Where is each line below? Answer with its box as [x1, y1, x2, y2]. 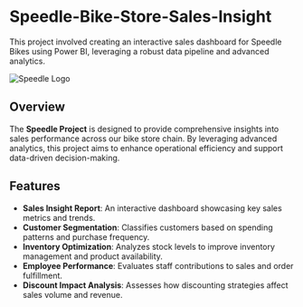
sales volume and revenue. [22, 289, 124, 300]
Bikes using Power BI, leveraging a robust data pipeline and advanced [9, 45, 270, 56]
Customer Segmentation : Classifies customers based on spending [22, 222, 273, 233]
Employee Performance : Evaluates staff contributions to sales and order [22, 260, 294, 271]
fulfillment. [22, 270, 63, 281]
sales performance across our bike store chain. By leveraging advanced [9, 133, 278, 144]
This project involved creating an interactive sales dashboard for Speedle [9, 36, 282, 47]
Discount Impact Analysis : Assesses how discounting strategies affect [22, 279, 289, 291]
